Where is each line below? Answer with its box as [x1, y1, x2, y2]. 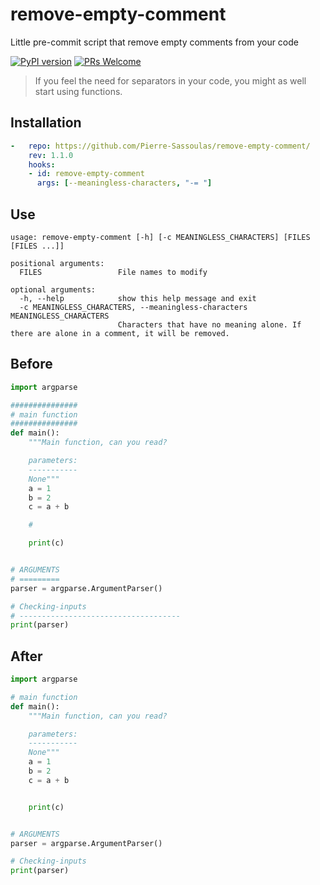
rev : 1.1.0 [28, 150, 74, 160]
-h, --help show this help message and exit [19, 293, 257, 303]
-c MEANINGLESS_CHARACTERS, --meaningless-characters [19, 302, 248, 312]
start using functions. [34, 85, 123, 97]
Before [10, 356, 53, 373]
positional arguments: [10, 258, 105, 268]
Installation [10, 114, 82, 132]
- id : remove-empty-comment [28, 169, 145, 179]
